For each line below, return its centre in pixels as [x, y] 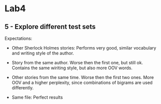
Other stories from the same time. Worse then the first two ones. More [83, 77]
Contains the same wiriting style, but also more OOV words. [72, 68]
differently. [23, 88]
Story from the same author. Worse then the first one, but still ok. [77, 63]
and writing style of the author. [43, 53]
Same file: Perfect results [37, 97]
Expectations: [18, 38]
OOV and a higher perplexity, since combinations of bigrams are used [82, 82]
